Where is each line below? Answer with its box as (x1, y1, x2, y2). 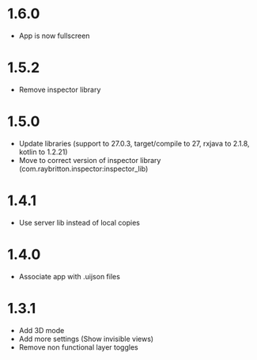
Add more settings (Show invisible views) (18, 334, 154, 343)
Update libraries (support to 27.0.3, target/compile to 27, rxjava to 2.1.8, (18, 138, 250, 148)
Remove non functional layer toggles (18, 342, 139, 352)
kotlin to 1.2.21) (18, 147, 68, 157)
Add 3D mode (18, 325, 65, 335)
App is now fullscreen (18, 31, 90, 40)
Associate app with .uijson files (18, 271, 120, 281)
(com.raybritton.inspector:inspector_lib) (18, 164, 149, 173)
